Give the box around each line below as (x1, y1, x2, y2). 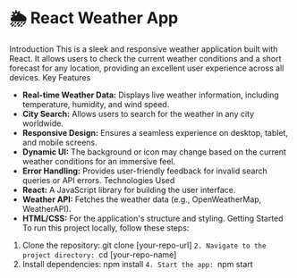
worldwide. (21, 118, 64, 129)
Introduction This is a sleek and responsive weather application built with (9, 43, 278, 55)
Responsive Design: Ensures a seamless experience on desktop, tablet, (21, 127, 289, 138)
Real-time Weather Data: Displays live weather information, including (21, 89, 279, 100)
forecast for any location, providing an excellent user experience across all (9, 63, 284, 73)
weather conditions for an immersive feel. (21, 156, 176, 166)
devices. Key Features (9, 72, 91, 82)
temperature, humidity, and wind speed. (21, 98, 170, 109)
